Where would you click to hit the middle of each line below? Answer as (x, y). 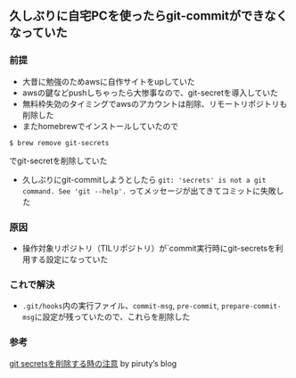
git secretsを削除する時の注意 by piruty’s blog (93, 363)
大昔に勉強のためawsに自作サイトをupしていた (108, 81)
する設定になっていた (69, 259)
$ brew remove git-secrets (59, 143)
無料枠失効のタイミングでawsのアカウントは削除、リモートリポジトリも (155, 103)
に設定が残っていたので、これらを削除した (112, 317)
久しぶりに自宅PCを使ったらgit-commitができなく (148, 16)
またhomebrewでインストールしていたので (100, 126)
